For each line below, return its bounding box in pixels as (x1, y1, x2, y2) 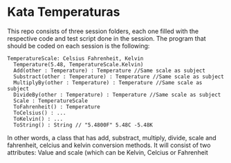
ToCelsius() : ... (13, 109, 67, 116)
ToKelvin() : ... (13, 115, 64, 122)
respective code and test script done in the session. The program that (7, 34, 206, 42)
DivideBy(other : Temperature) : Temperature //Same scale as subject (13, 91, 221, 98)
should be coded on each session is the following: (7, 41, 150, 50)
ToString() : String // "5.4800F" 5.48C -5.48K (13, 122, 154, 128)
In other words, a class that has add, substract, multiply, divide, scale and (7, 133, 216, 142)
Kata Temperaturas (7, 4, 120, 20)
